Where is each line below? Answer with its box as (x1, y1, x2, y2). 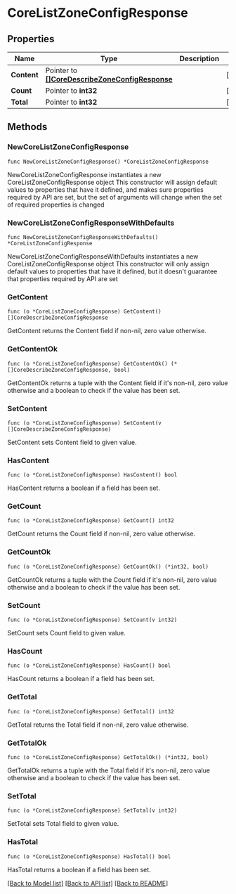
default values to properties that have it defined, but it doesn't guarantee (7, 267, 218, 276)
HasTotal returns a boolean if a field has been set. (7, 865, 151, 874)
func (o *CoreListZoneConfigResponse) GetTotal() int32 (7, 708, 174, 715)
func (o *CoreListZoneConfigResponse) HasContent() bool (7, 472, 178, 479)
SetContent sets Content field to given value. (7, 438, 137, 446)
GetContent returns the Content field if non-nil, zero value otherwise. (7, 327, 207, 335)
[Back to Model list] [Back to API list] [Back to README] (7, 879, 169, 887)
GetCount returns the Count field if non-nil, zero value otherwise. (7, 529, 195, 538)
